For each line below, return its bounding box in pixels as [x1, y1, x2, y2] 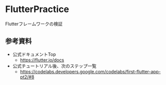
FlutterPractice [5, 4, 69, 15]
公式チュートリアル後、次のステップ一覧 [12, 63, 97, 69]
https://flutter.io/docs [20, 57, 64, 63]
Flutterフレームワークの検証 [5, 21, 63, 27]
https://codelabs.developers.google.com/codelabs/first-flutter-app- [20, 68, 161, 74]
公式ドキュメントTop [12, 51, 56, 57]
